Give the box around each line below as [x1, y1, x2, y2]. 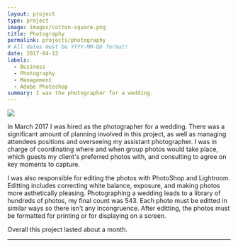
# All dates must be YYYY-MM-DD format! [7, 43, 129, 50]
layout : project [7, 10, 55, 18]
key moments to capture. [7, 160, 80, 169]
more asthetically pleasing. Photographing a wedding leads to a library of [7, 189, 221, 197]
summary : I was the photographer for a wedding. [7, 89, 154, 97]
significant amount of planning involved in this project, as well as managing [7, 130, 227, 138]
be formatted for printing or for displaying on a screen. [7, 212, 166, 220]
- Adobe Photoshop [13, 83, 69, 90]
